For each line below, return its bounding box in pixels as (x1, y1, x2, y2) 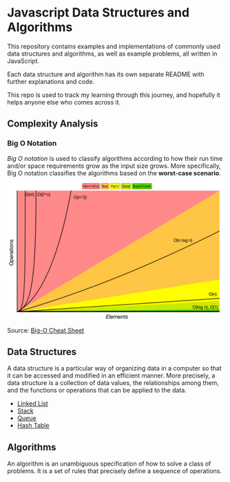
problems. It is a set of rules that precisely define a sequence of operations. (7, 467, 222, 475)
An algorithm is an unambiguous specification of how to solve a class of (7, 459, 211, 468)
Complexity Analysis (7, 118, 98, 130)
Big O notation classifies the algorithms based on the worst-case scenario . (7, 168, 222, 177)
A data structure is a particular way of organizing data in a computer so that (7, 364, 222, 373)
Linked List (17, 399, 48, 408)
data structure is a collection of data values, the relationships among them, (7, 379, 219, 387)
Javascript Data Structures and (7, 5, 190, 21)
